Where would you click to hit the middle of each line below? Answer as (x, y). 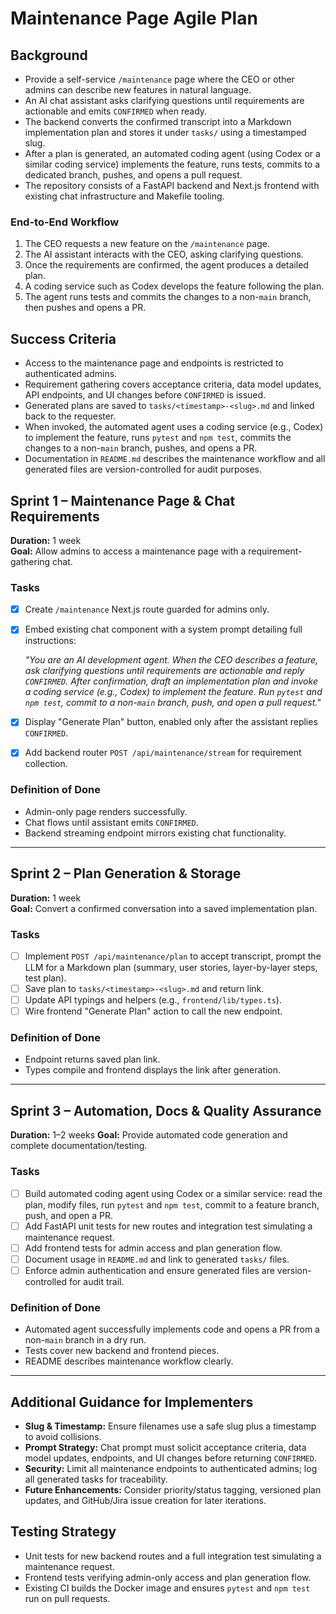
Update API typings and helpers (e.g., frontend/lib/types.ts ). (153, 1000)
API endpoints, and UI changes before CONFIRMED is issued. (145, 395)
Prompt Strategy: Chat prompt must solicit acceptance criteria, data (165, 1447)
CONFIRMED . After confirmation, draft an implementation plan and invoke (171, 681)
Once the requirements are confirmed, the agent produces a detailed (166, 265)
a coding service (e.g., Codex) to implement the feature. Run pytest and (173, 692)
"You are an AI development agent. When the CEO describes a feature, (171, 660)
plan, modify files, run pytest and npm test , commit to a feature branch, (172, 1204)
